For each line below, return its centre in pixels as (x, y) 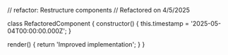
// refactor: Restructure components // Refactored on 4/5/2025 (99, 10)
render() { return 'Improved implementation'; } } (76, 44)
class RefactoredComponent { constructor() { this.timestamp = (98, 23)
